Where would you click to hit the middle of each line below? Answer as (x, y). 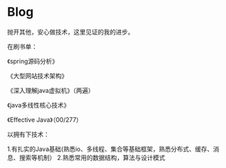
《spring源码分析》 (33, 61)
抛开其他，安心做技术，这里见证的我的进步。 (71, 32)
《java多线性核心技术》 (39, 105)
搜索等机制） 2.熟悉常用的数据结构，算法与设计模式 (92, 157)
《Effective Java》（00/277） (45, 119)
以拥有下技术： (28, 134)
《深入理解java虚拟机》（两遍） (51, 90)
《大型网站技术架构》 (37, 76)
